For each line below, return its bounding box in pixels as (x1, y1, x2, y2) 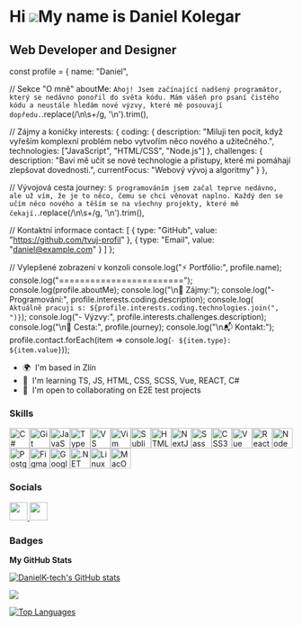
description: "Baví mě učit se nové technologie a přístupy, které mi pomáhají (9, 155, 291, 166)
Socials (9, 481, 42, 494)
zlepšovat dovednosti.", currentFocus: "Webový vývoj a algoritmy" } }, (9, 165, 268, 175)
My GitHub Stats (9, 554, 73, 565)
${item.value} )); (9, 344, 70, 355)
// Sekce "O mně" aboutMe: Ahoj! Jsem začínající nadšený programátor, (9, 84, 283, 94)
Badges (9, 534, 43, 547)
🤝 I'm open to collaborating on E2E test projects (22, 385, 201, 395)
